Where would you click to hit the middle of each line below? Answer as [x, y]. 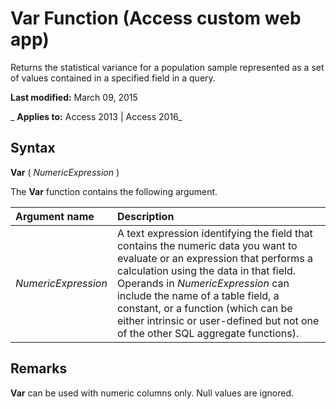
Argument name [55, 216]
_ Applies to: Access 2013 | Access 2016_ [96, 116]
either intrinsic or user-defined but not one [218, 320]
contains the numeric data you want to [207, 245]
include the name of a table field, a [198, 295]
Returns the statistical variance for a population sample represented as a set [167, 67]
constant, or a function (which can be [204, 308]
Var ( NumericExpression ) [65, 172]
